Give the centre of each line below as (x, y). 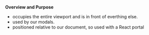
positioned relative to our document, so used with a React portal (78, 27)
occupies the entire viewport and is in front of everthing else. (75, 17)
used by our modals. (33, 22)
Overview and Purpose (29, 7)
